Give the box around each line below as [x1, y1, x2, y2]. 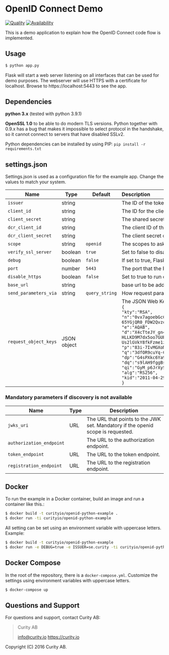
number [61, 265, 80, 272]
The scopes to [121, 240, 156, 247]
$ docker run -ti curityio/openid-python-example [5, 516, 112, 521]
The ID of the [121, 199, 152, 207]
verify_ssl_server [8, 249, 52, 255]
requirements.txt [5, 146, 42, 152]
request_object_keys [8, 339, 57, 345]
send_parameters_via [8, 290, 57, 296]
